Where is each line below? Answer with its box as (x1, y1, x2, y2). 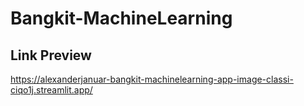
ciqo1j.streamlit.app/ (10, 84, 93, 96)
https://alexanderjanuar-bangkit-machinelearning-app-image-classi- (10, 73, 294, 85)
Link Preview (10, 47, 92, 64)
